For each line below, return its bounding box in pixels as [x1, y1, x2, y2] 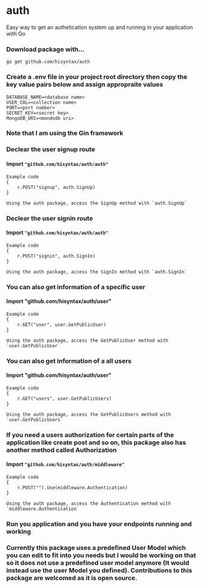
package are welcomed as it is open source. [6, 574, 137, 582]
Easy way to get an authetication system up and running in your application [6, 24, 193, 31]
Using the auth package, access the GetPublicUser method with [6, 337, 169, 344]
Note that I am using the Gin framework [6, 129, 124, 138]
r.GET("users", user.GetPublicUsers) [17, 395, 112, 401]
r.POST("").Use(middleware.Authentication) [17, 485, 128, 491]
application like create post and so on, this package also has [6, 438, 186, 447]
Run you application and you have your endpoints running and [6, 520, 192, 528]
